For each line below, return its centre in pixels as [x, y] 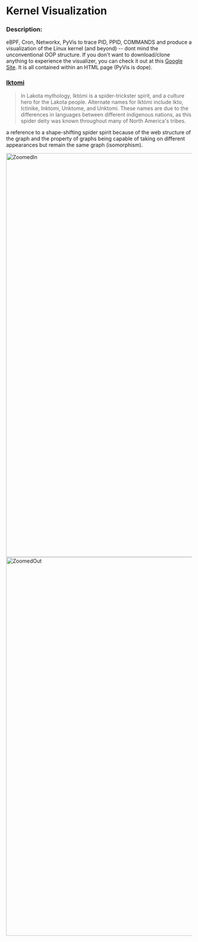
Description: [24, 30]
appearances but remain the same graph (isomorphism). [75, 145]
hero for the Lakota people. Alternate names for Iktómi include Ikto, [102, 102]
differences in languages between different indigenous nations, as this [106, 114]
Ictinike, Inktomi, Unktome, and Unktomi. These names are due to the [104, 108]
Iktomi [15, 83]
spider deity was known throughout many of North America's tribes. [103, 121]
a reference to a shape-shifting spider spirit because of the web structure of [99, 132]
